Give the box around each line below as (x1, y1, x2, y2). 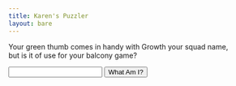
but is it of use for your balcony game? (8, 50, 138, 60)
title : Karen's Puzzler (8, 11, 89, 20)
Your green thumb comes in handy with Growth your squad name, (8, 41, 229, 51)
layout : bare (8, 19, 53, 28)
